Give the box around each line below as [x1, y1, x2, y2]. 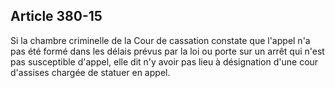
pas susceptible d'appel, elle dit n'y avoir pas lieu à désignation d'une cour [10, 55, 319, 68]
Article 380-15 [10, 8, 103, 25]
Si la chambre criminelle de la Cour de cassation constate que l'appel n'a [10, 34, 311, 46]
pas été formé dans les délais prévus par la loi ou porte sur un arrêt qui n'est [10, 45, 325, 57]
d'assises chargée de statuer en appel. [10, 66, 171, 78]
